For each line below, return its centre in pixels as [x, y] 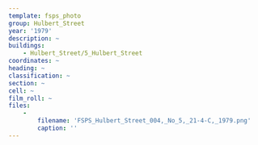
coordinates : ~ [34, 61]
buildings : [27, 46]
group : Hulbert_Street [47, 23]
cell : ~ [21, 91]
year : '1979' [30, 31]
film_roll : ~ [30, 98]
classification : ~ [39, 76]
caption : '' [58, 128]
